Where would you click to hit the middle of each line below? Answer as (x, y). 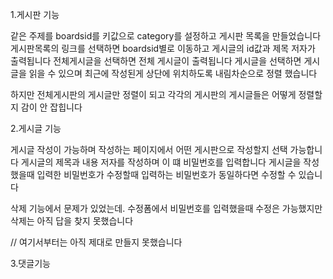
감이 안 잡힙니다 (51, 107)
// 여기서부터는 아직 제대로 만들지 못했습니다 (96, 242)
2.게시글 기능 (36, 128)
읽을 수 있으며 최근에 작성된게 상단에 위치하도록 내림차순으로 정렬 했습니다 (173, 73)
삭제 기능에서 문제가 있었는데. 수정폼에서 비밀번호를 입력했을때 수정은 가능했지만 (166, 208)
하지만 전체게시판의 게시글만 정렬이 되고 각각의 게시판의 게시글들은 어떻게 (153, 94)
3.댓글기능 (30, 263)
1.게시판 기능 (35, 14)
